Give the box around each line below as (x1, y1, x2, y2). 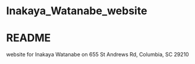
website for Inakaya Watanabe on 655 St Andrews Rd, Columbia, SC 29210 (6, 51, 189, 58)
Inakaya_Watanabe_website (6, 4, 147, 18)
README (6, 31, 51, 45)
